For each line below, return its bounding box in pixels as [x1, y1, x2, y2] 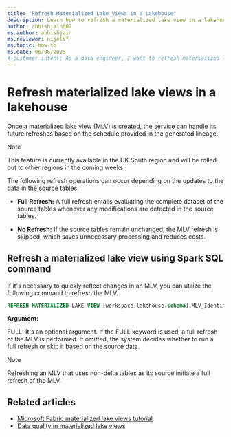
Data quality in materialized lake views [16, 422, 126, 430]
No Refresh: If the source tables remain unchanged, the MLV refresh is [16, 225, 219, 233]
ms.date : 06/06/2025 [7, 49, 67, 56]
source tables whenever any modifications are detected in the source [16, 204, 214, 213]
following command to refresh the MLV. [7, 288, 119, 297]
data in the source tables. [7, 184, 79, 192]
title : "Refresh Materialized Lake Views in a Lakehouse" [7, 10, 177, 17]
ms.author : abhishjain [7, 29, 72, 36]
